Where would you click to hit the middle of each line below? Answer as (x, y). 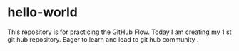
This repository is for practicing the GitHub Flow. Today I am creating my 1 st (119, 32)
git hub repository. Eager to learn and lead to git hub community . (103, 39)
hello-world (43, 12)
